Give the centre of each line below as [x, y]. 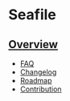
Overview [33, 44]
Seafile [32, 15]
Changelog [38, 72]
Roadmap [36, 81]
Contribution [41, 89]
